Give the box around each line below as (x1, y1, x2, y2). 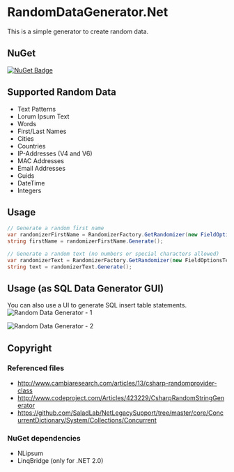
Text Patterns (17, 105, 56, 113)
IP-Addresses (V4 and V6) (17, 149, 93, 158)
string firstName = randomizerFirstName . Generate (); (7, 238, 164, 245)
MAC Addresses (17, 156, 65, 165)
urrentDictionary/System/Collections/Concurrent (17, 416, 157, 425)
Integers (17, 186, 42, 195)
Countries (17, 142, 46, 150)
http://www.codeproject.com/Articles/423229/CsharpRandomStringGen (17, 394, 225, 402)
